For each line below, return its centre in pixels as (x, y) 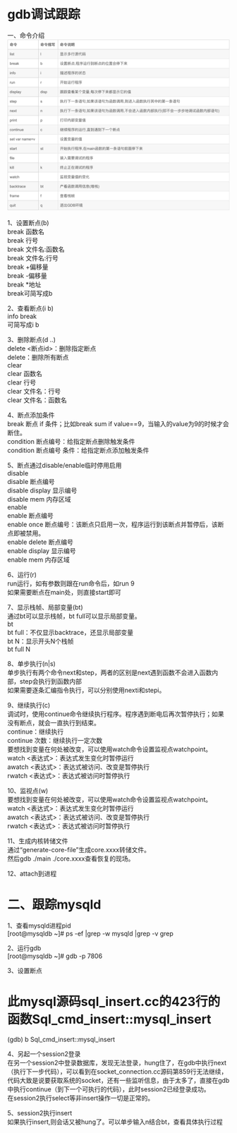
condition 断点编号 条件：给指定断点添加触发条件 (78, 450)
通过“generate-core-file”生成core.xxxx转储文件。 (79, 849)
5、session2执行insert (40, 1113)
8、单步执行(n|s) (32, 663)
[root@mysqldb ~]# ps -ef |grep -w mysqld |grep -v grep (91, 933)
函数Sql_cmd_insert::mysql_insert (109, 1019)
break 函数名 (26, 231)
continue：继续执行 (36, 732)
